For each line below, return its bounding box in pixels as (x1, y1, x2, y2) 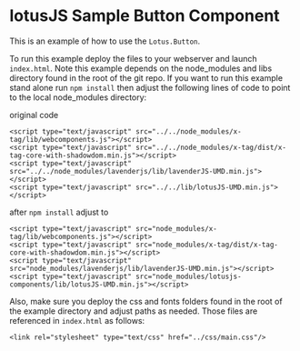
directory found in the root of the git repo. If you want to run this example (9, 72, 284, 83)
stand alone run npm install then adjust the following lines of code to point (9, 82, 291, 93)
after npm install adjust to (9, 206, 109, 217)
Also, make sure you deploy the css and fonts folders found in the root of (9, 296, 284, 306)
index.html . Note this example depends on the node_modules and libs (9, 63, 273, 74)
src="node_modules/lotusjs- (135, 272, 243, 281)
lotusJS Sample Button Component (9, 5, 280, 26)
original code (9, 109, 59, 120)
